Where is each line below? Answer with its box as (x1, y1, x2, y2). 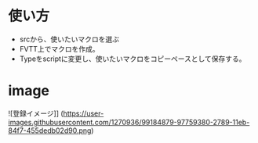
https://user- (63, 109, 104, 118)
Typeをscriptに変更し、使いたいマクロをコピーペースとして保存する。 (19, 54, 246, 63)
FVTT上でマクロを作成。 (19, 44, 100, 53)
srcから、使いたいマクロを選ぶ (19, 34, 120, 44)
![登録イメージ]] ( (8, 109, 64, 118)
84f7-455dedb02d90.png (8, 126, 92, 135)
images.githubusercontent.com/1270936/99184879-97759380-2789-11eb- (8, 117, 250, 127)
